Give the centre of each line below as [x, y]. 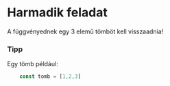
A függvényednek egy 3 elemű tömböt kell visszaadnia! [85, 31]
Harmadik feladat [57, 13]
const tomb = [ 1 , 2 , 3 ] [50, 76]
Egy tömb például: [33, 64]
